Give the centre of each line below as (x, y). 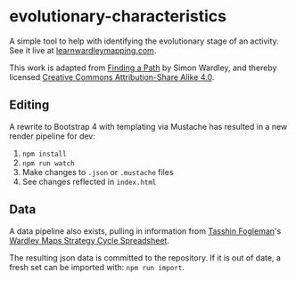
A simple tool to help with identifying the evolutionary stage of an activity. (144, 41)
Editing (29, 105)
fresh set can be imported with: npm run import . (97, 267)
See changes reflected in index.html (89, 181)
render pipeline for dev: (52, 136)
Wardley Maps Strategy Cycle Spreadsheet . (89, 240)
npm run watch (48, 163)
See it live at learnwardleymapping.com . (83, 50)
